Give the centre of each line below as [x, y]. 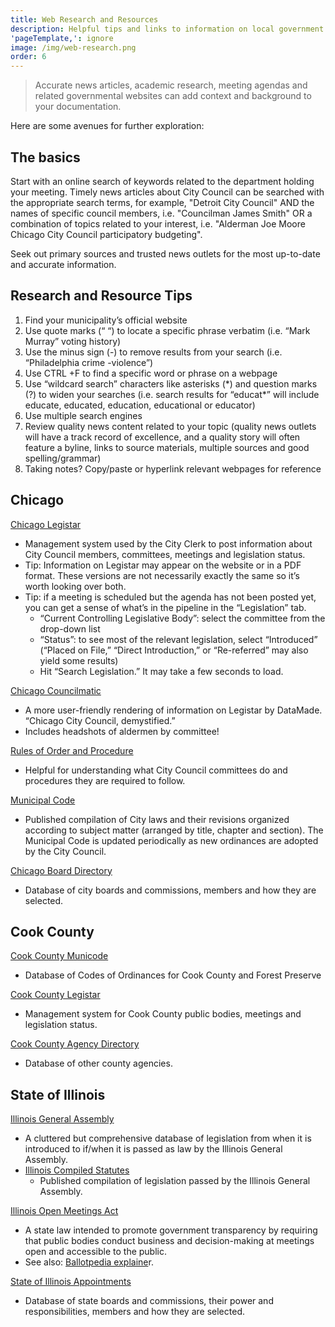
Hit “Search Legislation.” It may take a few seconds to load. [161, 671]
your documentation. [78, 107]
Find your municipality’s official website [106, 320]
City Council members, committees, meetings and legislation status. [165, 554]
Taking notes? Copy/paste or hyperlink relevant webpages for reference [173, 468]
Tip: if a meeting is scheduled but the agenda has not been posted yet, [170, 597]
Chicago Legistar [46, 524]
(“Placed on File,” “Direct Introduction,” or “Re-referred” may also [174, 650]
